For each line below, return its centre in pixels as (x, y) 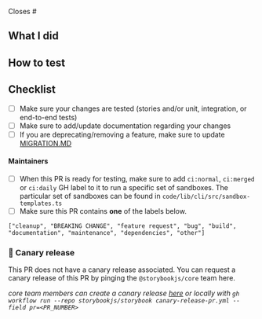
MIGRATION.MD (45, 143)
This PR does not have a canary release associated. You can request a (122, 269)
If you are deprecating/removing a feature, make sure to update (122, 134)
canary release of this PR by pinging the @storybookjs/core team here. (122, 278)
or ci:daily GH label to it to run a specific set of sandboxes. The (124, 188)
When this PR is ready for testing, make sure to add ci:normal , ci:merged (137, 178)
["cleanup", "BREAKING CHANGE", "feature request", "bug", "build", (122, 226)
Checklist (32, 90)
